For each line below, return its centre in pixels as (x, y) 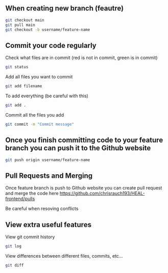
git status (17, 67)
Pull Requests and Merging (49, 175)
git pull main (20, 25)
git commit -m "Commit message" (40, 124)
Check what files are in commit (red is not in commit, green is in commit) (81, 58)
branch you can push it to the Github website (78, 148)
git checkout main (25, 20)
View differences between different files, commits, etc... (64, 256)
